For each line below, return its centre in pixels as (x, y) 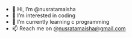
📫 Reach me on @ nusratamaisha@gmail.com (69, 28)
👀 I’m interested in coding (44, 15)
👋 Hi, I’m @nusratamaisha (44, 9)
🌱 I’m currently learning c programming (61, 22)
